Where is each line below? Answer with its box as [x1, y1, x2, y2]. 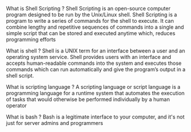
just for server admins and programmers [6, 120, 103, 126]
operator [6, 102, 27, 109]
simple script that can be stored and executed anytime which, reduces [6, 30, 176, 37]
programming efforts [6, 36, 56, 43]
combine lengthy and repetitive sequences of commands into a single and [6, 23, 184, 30]
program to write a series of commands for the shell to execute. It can [6, 18, 174, 24]
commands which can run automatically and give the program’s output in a [6, 66, 186, 72]
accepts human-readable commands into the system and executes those [6, 60, 182, 67]
